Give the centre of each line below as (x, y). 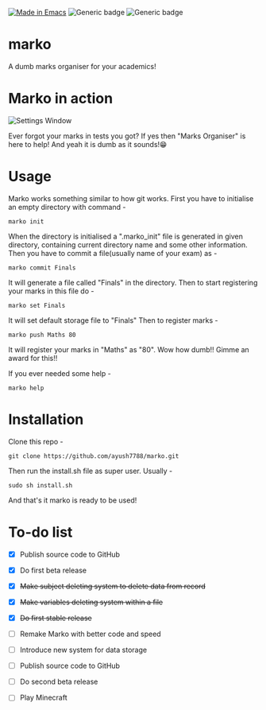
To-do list (40, 532)
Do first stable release (56, 618)
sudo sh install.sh (40, 485)
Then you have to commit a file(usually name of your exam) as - (113, 253)
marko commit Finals (42, 268)
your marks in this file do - (51, 291)
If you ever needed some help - (60, 373)
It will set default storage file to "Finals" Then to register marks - (113, 320)
